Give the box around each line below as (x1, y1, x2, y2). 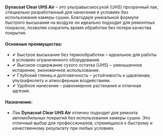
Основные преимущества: (5, 41, 62, 47)
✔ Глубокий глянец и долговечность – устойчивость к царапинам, (12, 72, 151, 78)
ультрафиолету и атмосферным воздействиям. (12, 78, 111, 84)
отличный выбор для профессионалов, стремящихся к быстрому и (12, 120, 153, 126)
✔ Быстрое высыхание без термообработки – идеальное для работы (12, 52, 157, 58)
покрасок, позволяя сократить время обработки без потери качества (5, 25, 152, 31)
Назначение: (5, 99, 33, 105)
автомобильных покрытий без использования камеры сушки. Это (12, 115, 150, 121)
